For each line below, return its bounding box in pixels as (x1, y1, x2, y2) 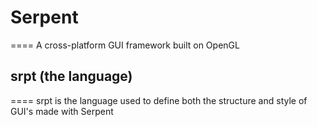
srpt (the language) (10, 68, 133, 85)
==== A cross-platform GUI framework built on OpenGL (10, 39, 240, 51)
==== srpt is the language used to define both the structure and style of (10, 94, 308, 106)
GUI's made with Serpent (10, 105, 114, 117)
